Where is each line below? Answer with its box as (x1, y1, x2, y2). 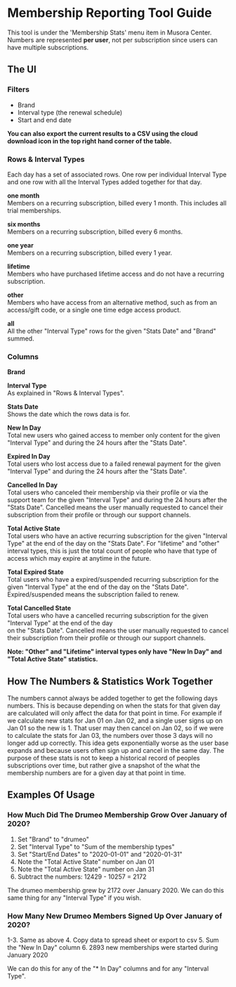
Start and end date (17, 115, 72, 124)
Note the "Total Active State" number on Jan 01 (17, 857, 155, 866)
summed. (7, 334, 34, 343)
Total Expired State (7, 568, 65, 576)
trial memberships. (7, 206, 62, 215)
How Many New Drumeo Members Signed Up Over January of (7, 911, 223, 921)
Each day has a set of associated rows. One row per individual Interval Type (7, 170, 227, 179)
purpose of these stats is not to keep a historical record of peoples (7, 754, 200, 763)
